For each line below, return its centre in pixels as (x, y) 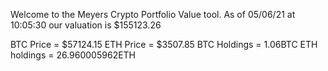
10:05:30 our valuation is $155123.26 (86, 25)
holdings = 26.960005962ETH (73, 55)
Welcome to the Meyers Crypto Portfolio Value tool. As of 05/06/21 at (153, 14)
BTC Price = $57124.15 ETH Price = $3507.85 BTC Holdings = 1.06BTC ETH (164, 44)
